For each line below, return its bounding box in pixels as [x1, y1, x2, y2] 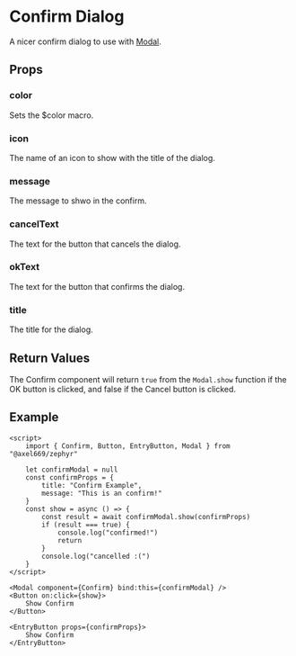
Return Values [9, 350, 91, 365]
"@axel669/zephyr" [9, 449, 78, 458]
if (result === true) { [41, 520, 130, 529]
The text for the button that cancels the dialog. [9, 238, 181, 249]
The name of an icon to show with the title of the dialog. [9, 152, 215, 163]
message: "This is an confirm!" [41, 489, 163, 498]
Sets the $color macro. [9, 110, 94, 121]
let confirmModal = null [25, 465, 118, 474]
